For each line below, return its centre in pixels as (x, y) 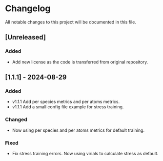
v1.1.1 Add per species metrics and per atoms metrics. (66, 102)
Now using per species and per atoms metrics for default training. (78, 130)
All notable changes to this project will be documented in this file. (71, 22)
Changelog (28, 9)
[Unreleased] (26, 37)
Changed (16, 120)
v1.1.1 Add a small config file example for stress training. (68, 107)
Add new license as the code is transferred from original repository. (80, 62)
